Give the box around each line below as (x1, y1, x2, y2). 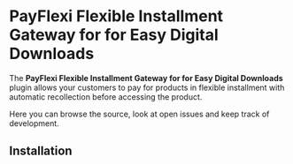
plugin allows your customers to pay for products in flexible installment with (9, 82, 285, 93)
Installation (9, 144, 73, 159)
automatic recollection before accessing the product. (9, 91, 203, 102)
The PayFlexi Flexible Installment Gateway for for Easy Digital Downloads (9, 72, 283, 83)
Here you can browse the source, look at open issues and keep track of (9, 108, 270, 119)
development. (9, 117, 59, 129)
